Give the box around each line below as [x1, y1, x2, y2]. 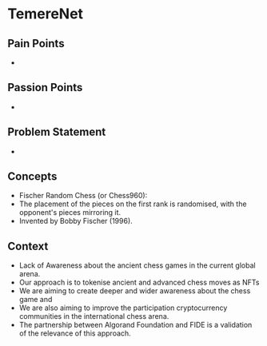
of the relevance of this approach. [18, 328, 131, 338]
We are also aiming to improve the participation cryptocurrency [18, 303, 228, 312]
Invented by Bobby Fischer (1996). [18, 217, 133, 226]
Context [7, 239, 49, 253]
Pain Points [7, 37, 65, 50]
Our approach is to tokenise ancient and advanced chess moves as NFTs [18, 277, 260, 288]
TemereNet [7, 5, 84, 23]
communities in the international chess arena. [18, 312, 169, 321]
